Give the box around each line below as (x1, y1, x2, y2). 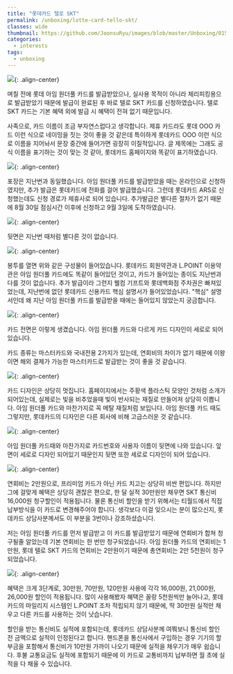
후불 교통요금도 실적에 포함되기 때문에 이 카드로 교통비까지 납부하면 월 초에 (16, 650, 218, 659)
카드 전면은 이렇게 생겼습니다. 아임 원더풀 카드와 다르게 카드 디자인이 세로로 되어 (7, 324, 224, 334)
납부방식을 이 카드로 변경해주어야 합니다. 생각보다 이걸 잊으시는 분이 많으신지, (7, 505, 216, 513)
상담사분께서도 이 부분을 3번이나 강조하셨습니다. (25, 513, 156, 522)
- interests (13, 42, 49, 49)
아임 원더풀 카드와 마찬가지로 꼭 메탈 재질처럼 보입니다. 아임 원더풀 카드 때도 (16, 404, 222, 412)
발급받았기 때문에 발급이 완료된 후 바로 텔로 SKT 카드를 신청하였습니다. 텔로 (14, 98, 218, 106)
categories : (7, 36, 42, 43)
